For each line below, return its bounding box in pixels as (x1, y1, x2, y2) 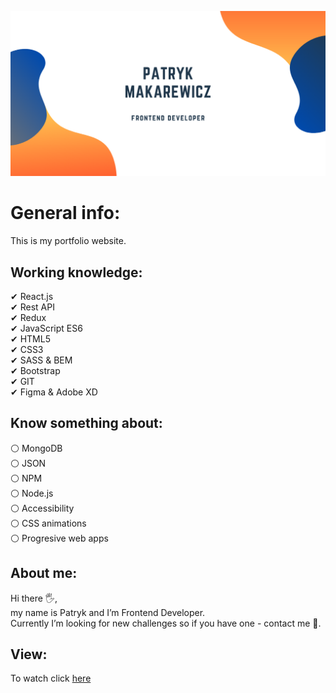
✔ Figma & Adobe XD (10, 386, 98, 398)
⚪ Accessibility (10, 502, 75, 514)
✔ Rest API (10, 301, 55, 313)
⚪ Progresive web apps (10, 532, 109, 544)
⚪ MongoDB (10, 442, 63, 454)
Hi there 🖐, (10, 592, 58, 604)
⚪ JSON (10, 457, 47, 469)
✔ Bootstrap (10, 365, 61, 377)
